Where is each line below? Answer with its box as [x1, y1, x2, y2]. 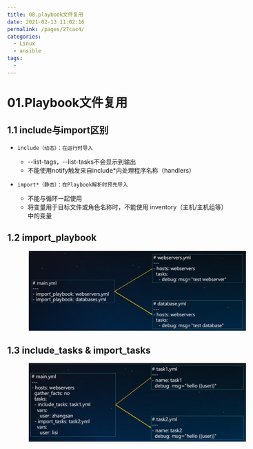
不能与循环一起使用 [27, 194, 83, 202]
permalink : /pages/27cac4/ [7, 26, 85, 32]
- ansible [13, 48, 41, 55]
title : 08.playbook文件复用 [7, 11, 84, 18]
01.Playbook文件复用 [7, 95, 128, 111]
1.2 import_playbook [7, 232, 97, 244]
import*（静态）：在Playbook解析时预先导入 [17, 181, 128, 188]
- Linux [13, 40, 36, 48]
